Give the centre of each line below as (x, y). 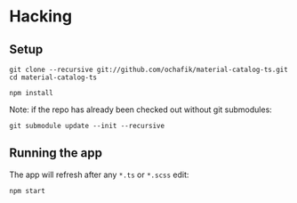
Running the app (56, 153)
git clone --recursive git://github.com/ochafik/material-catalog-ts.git (149, 69)
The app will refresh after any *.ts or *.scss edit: (99, 175)
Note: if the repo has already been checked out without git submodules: (141, 110)
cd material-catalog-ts (53, 77)
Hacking (41, 16)
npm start (28, 191)
